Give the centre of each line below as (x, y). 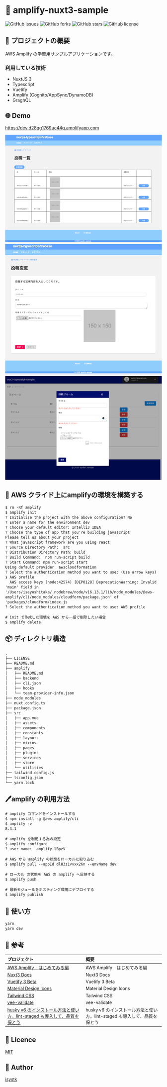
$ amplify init (21, 512)
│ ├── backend (22, 678)
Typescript (23, 85)
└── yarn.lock (20, 783)
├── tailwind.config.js (30, 773)
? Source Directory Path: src (38, 547)
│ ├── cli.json (23, 683)
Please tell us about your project (42, 537)
